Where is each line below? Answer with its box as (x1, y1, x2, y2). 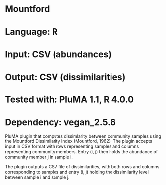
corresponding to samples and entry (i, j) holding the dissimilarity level (5, 169, 149, 175)
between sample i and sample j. (5, 174, 70, 180)
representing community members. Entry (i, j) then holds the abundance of (5, 148, 158, 154)
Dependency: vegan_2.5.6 (5, 117, 116, 128)
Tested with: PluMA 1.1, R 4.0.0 (5, 94, 134, 105)
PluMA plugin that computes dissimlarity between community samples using (5, 133, 161, 139)
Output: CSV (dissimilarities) (5, 71, 126, 83)
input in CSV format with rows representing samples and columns (5, 143, 139, 149)
